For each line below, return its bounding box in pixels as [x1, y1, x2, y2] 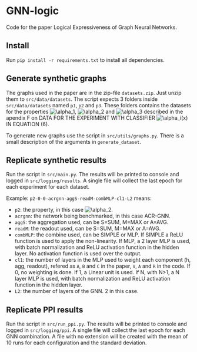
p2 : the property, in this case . [14, 206, 113, 213]
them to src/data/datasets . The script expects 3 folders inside [6, 96, 158, 103]
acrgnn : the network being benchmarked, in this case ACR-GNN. [14, 212, 171, 219]
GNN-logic [6, 4, 59, 18]
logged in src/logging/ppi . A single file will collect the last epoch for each [6, 327, 186, 334]
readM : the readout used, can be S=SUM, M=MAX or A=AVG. [14, 225, 161, 232]
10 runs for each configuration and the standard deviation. [6, 339, 147, 346]
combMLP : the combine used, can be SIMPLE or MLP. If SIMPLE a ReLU [14, 231, 183, 238]
